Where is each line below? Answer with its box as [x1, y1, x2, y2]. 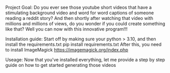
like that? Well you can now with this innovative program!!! [5, 26, 128, 32]
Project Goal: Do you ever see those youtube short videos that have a [5, 5, 152, 10]
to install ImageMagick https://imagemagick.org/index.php [5, 47, 129, 53]
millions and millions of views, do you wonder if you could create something [5, 20, 165, 27]
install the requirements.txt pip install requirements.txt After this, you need [5, 41, 162, 47]
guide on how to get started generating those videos [5, 62, 116, 68]
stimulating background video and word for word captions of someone [5, 10, 154, 16]
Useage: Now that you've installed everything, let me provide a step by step [5, 57, 165, 63]
